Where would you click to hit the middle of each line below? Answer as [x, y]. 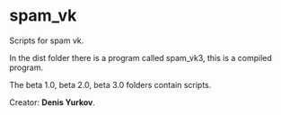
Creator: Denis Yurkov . [53, 102]
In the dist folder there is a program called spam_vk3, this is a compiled [140, 57]
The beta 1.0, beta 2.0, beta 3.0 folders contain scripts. [110, 84]
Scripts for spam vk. [47, 40]
